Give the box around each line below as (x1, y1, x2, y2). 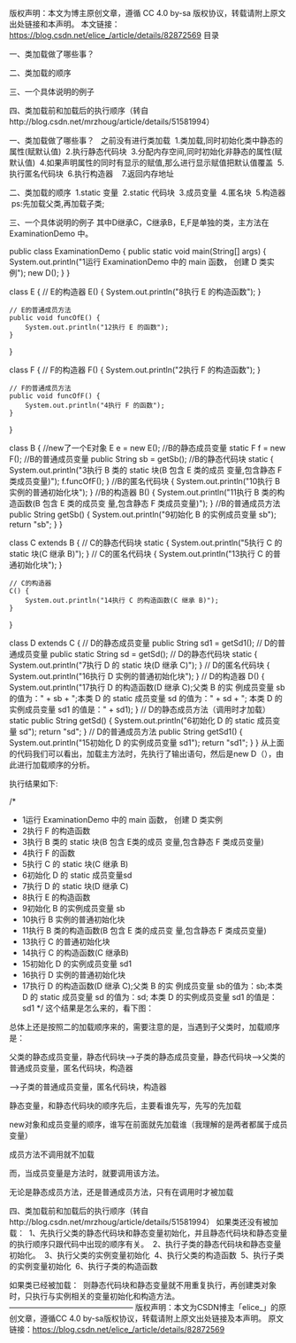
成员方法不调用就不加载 (9, 1149, 95, 1160)
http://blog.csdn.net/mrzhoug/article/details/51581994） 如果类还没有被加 (9, 1217, 278, 1227)
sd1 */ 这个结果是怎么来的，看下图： (21, 1003, 155, 1013)
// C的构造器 (9, 579, 52, 588)
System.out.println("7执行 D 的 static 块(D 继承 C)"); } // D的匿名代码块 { (9, 660, 270, 670)
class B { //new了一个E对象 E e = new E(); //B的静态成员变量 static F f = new (9, 442, 286, 453)
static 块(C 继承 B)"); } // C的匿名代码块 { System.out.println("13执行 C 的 (9, 549, 274, 558)
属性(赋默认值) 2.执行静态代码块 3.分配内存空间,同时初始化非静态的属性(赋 (9, 146, 283, 157)
